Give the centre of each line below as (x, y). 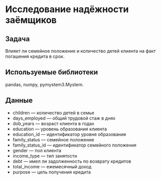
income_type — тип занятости (45, 156)
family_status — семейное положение (53, 139)
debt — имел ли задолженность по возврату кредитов (72, 161)
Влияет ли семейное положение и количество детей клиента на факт (80, 51)
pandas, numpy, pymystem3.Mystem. (44, 84)
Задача (18, 39)
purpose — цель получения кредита (52, 172)
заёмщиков (31, 20)
